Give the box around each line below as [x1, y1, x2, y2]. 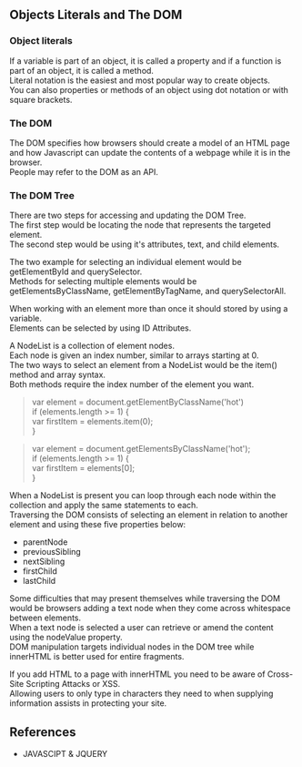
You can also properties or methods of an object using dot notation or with [9, 84, 289, 95]
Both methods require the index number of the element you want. [9, 379, 255, 390]
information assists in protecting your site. [9, 698, 167, 709]
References [9, 724, 76, 740]
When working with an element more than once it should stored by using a [9, 303, 288, 314]
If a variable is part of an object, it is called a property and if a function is [9, 55, 282, 66]
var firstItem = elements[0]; [31, 463, 135, 474]
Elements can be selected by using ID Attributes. [9, 322, 192, 333]
